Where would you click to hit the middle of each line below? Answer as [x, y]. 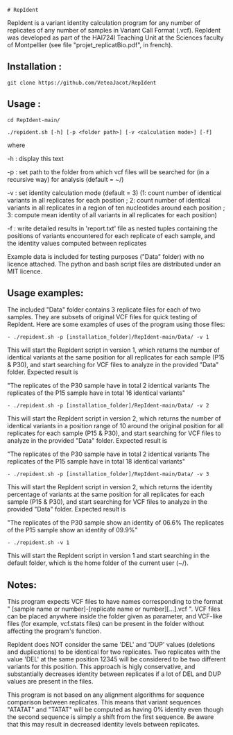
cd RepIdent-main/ [34, 120]
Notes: [22, 585]
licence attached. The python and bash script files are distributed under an [114, 264]
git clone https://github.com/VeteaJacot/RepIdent [82, 83]
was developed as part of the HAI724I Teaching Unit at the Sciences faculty [115, 37]
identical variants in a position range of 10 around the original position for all [115, 426]
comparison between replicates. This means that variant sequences [104, 702]
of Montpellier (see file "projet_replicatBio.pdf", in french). [90, 45]
